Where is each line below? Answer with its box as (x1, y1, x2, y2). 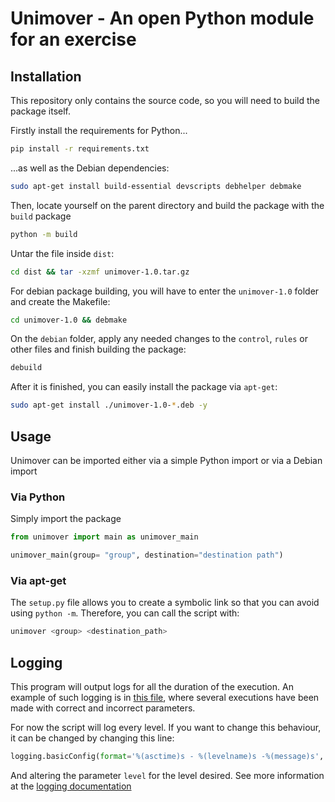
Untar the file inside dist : (10, 247, 115, 259)
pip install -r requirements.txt (10, 144, 150, 154)
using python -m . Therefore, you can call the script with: (10, 607, 240, 619)
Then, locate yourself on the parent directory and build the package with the (10, 199, 325, 211)
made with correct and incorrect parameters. (10, 702, 196, 714)
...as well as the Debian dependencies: (10, 162, 170, 174)
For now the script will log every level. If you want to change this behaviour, (10, 721, 322, 733)
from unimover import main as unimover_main (10, 532, 199, 542)
